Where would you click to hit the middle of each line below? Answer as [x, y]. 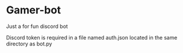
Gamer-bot [34, 10]
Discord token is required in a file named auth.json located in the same [92, 37]
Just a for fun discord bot [37, 26]
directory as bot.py [29, 44]
